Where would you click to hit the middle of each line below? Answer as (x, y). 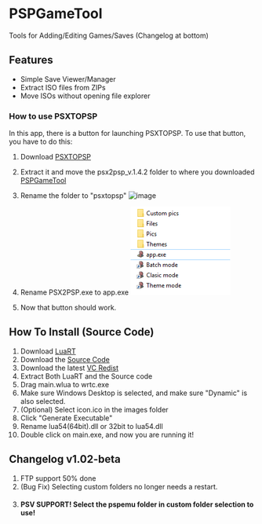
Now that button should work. (68, 308)
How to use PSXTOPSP (53, 116)
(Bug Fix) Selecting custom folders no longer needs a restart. (119, 486)
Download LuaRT (48, 351)
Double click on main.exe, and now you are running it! (107, 434)
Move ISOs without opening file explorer (85, 96)
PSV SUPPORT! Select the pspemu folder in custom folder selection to (137, 504)
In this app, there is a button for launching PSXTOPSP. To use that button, (127, 134)
